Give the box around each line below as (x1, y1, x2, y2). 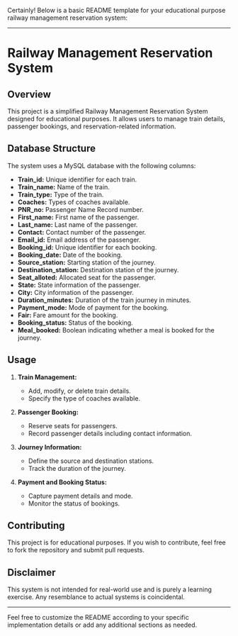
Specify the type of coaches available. (28, 394, 140, 403)
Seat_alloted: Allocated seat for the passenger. (17, 273, 156, 281)
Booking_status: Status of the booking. (17, 318, 133, 327)
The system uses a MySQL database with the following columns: (7, 161, 196, 169)
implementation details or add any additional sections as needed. (7, 620, 198, 630)
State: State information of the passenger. (17, 280, 141, 289)
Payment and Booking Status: (17, 478, 108, 486)
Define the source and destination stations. (28, 457, 154, 465)
